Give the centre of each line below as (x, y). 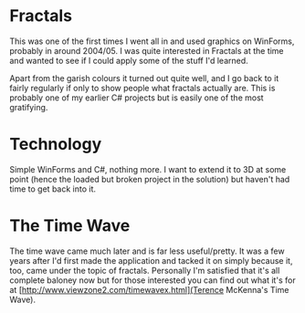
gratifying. (29, 107)
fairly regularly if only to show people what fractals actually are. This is (142, 88)
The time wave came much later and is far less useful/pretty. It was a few (147, 251)
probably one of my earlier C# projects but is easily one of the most (137, 98)
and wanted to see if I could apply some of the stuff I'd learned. (129, 60)
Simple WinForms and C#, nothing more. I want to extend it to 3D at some (148, 169)
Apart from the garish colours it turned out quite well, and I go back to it (144, 78)
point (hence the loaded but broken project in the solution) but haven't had (150, 179)
